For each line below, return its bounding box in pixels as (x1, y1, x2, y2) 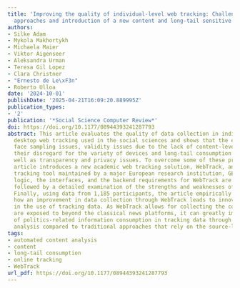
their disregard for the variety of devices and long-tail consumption (14, 150, 232, 157)
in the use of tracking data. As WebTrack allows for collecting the (14, 203, 225, 211)
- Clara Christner (7, 70, 62, 77)
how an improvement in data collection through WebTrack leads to (14, 197, 216, 204)
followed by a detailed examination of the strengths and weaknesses (14, 183, 225, 190)
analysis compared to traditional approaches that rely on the (14, 223, 206, 230)
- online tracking (7, 257, 62, 264)
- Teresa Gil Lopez (7, 64, 66, 71)
